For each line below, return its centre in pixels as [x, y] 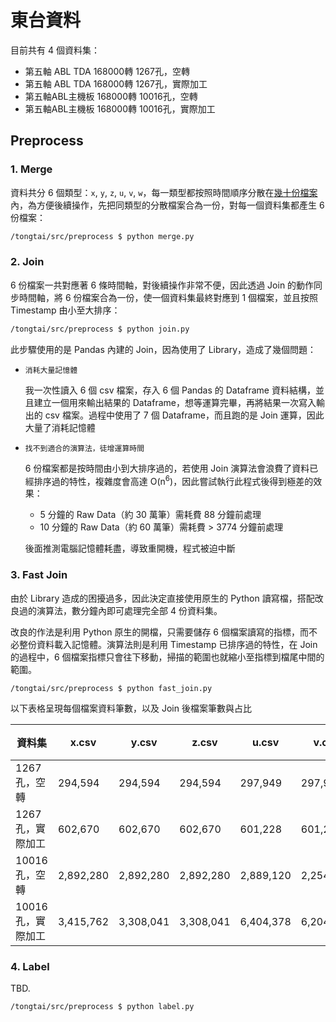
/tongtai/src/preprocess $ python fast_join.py [111, 688]
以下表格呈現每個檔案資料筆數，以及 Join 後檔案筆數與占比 [131, 708]
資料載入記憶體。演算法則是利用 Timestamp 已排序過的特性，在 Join [177, 644]
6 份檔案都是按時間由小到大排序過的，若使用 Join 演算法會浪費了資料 [167, 468]
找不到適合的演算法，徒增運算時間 [84, 448]
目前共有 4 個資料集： [55, 50]
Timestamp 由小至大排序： [65, 310]
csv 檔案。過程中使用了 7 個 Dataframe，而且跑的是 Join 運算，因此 [184, 415]
